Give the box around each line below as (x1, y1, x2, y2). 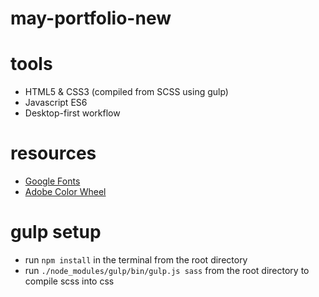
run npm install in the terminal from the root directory (24, 254, 248, 266)
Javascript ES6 (24, 97, 88, 109)
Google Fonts (24, 175, 81, 187)
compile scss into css (24, 275, 115, 287)
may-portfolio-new (10, 7, 172, 30)
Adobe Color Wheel (24, 186, 107, 198)
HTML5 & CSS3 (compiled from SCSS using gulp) (24, 86, 229, 98)
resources (10, 142, 97, 165)
